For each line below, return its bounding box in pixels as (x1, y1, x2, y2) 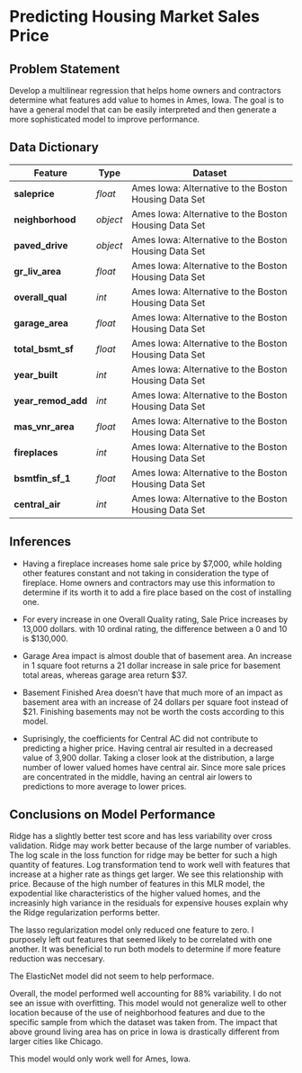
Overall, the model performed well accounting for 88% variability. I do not (9, 988, 281, 999)
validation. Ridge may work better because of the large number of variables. (9, 840, 291, 852)
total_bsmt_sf (13, 342, 74, 355)
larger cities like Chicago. (9, 1036, 103, 1047)
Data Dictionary (9, 140, 99, 155)
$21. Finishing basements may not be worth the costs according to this (22, 706, 285, 717)
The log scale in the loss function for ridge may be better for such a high (9, 850, 278, 861)
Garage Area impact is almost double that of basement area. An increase (22, 650, 292, 661)
